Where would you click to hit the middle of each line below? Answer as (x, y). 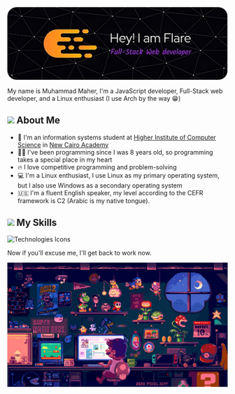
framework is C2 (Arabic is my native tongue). (84, 200)
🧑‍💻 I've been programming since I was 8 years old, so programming (115, 152)
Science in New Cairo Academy (63, 145)
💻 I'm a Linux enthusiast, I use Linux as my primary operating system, (118, 175)
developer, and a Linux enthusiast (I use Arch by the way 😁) (94, 98)
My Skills (37, 223)
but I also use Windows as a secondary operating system (100, 185)
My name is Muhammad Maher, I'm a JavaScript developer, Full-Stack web (115, 91)
